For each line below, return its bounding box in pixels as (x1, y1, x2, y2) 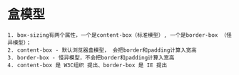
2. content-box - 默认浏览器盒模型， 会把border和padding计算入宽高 (7, 47, 198, 54)
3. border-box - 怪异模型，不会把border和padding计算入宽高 (7, 54, 175, 61)
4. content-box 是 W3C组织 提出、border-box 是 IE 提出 (7, 62, 168, 69)
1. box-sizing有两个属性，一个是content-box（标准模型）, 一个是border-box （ (7, 31, 227, 39)
